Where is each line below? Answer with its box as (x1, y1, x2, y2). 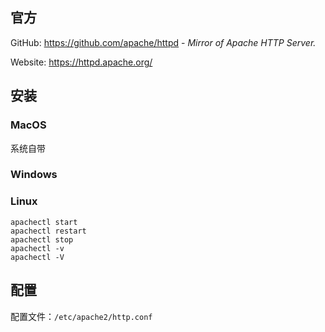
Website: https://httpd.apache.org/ (10, 56, 153, 68)
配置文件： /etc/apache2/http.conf (10, 310, 153, 322)
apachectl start (10, 217, 78, 227)
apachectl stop (10, 234, 74, 245)
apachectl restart (10, 226, 87, 236)
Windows (10, 168, 58, 182)
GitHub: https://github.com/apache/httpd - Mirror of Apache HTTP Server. (10, 36, 317, 48)
